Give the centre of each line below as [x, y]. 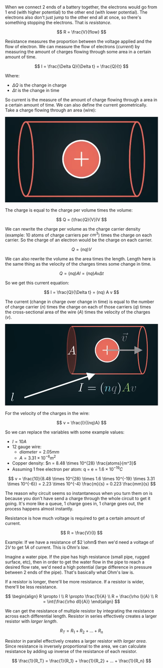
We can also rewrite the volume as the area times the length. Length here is [81, 259]
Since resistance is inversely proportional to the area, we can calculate [76, 646]
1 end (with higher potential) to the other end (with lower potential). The [76, 12]
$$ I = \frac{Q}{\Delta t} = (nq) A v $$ [81, 292]
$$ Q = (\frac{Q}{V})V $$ [81, 219]
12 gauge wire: [27, 447]
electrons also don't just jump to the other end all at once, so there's [73, 17]
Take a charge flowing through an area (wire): [50, 110]
